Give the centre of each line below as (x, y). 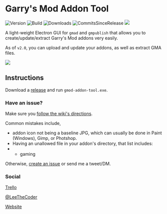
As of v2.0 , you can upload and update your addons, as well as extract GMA (83, 47)
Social (13, 176)
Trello (11, 188)
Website (14, 207)
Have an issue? (24, 103)
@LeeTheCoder (21, 197)
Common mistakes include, (33, 123)
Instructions (24, 78)
